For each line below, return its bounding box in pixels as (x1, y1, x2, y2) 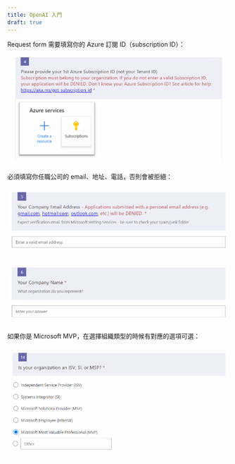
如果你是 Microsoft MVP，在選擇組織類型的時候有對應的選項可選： (7, 331, 201, 340)
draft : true (7, 18, 42, 26)
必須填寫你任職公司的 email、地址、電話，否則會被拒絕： (7, 173, 173, 181)
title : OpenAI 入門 (7, 11, 63, 18)
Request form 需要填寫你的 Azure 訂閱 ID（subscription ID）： (7, 39, 185, 49)
